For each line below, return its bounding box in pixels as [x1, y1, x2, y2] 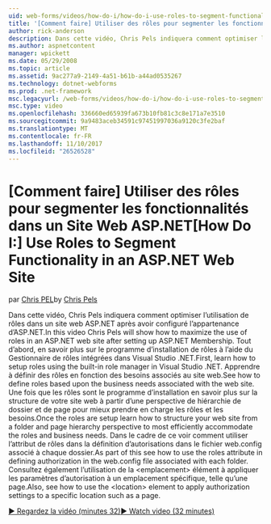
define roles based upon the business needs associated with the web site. [8, 379, 255, 389]
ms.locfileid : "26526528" [8, 147, 95, 155]
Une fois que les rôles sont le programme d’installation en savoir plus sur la [8, 387, 258, 397]
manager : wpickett [8, 49, 70, 57]
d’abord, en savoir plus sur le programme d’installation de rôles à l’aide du [8, 344, 253, 354]
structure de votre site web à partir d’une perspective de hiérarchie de [8, 396, 242, 406]
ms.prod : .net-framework [8, 87, 92, 95]
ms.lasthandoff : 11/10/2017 [8, 139, 103, 148]
